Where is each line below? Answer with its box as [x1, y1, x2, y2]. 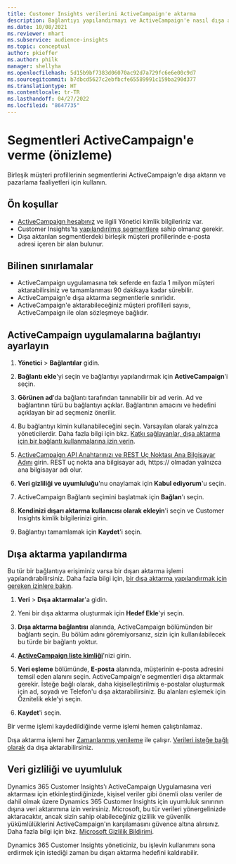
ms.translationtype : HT [7, 82, 77, 89]
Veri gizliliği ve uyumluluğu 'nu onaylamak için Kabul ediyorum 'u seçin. [17, 480, 226, 488]
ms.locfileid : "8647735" [7, 102, 80, 109]
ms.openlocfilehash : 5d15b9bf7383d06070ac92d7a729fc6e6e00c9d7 [7, 69, 197, 76]
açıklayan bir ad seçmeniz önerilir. [17, 408, 117, 417]
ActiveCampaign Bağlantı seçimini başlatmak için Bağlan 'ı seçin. [17, 493, 204, 501]
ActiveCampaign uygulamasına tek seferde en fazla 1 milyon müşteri [17, 279, 216, 287]
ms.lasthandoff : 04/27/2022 [7, 96, 90, 103]
